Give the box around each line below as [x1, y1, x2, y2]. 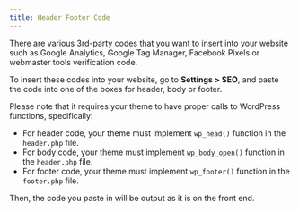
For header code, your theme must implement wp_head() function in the [22, 127, 286, 139]
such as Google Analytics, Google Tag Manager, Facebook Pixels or [9, 47, 260, 58]
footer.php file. [22, 175, 79, 186]
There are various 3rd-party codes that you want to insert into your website [9, 38, 289, 48]
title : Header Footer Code [9, 13, 110, 22]
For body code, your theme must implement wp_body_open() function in [22, 147, 286, 157]
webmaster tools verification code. [9, 56, 138, 67]
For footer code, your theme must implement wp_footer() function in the [22, 165, 290, 176]
